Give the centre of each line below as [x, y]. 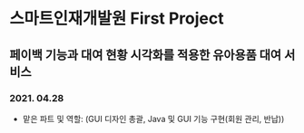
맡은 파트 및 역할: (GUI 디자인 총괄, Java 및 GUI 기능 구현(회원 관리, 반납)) [153, 119]
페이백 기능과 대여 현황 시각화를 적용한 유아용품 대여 [146, 55]
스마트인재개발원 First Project [117, 19]
